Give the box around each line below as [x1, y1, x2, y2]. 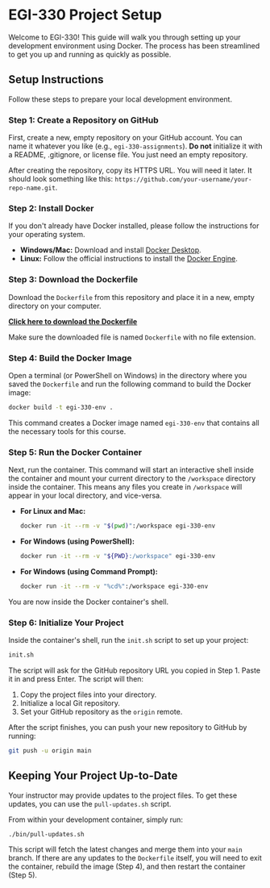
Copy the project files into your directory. [19, 690, 157, 699]
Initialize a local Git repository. [19, 698, 121, 707]
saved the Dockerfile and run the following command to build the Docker [8, 379, 251, 389]
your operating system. [8, 230, 86, 240]
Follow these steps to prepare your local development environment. [8, 94, 232, 104]
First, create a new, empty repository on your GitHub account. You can [8, 133, 243, 143]
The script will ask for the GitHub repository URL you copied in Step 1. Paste [8, 665, 260, 675]
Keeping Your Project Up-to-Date [8, 769, 178, 783]
